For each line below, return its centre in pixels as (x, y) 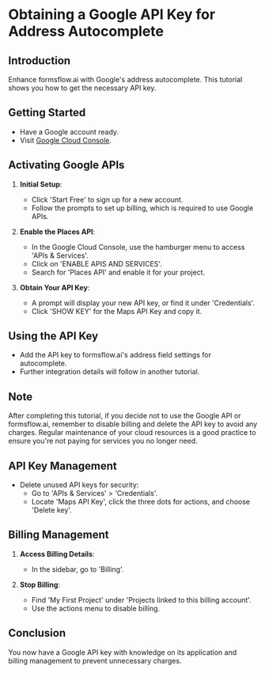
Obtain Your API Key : (55, 287)
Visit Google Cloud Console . (66, 140)
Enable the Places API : (57, 232)
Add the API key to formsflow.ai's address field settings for (115, 355)
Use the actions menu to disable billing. (96, 608)
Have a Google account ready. (69, 131)
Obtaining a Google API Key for (112, 15)
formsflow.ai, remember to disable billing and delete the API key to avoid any (133, 424)
